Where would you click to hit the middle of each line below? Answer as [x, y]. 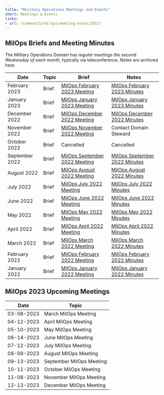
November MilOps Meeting [75, 377]
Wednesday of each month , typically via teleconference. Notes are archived [82, 60]
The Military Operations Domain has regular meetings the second [71, 55]
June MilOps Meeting [68, 337]
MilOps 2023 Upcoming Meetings [57, 292]
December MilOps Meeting [75, 385]
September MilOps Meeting [75, 361]
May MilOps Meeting [68, 329]
